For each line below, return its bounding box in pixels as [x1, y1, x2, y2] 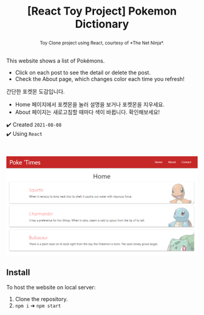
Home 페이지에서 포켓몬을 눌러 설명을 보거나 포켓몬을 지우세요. [15, 100, 165, 108]
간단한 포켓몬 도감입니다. [6, 88, 65, 95]
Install [6, 268, 30, 278]
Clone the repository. [15, 295, 68, 302]
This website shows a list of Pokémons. [6, 57, 105, 64]
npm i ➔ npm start [15, 302, 61, 309]
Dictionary [75, 17, 129, 31]
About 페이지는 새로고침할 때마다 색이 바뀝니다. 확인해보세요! [15, 108, 160, 116]
